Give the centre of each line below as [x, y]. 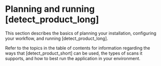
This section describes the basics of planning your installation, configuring [81, 33]
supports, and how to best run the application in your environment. [73, 58]
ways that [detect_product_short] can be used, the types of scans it [74, 53]
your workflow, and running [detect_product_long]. [57, 38]
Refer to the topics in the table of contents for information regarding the [78, 48]
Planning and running [50, 9]
